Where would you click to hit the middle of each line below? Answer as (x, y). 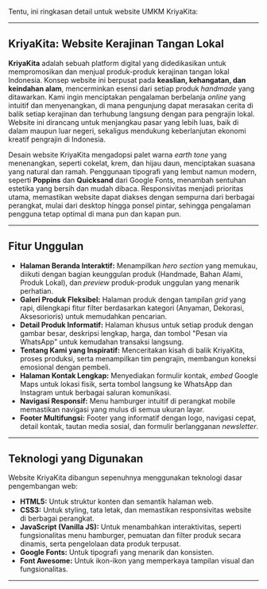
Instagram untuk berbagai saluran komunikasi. (95, 392)
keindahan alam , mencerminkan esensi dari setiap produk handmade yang (132, 88)
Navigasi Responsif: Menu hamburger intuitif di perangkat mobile (128, 400)
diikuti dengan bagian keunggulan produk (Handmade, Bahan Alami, (131, 274)
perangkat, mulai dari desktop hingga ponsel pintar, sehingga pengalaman (130, 205)
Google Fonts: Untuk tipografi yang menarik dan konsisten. (117, 552)
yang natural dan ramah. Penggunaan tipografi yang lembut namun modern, (132, 171)
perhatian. (37, 291)
